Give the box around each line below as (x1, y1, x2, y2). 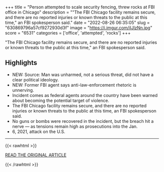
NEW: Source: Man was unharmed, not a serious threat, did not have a (12, 72, 154, 77)
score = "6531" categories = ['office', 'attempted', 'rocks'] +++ (5, 30, 131, 36)
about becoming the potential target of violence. (12, 97, 109, 103)
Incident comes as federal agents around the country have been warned (12, 92, 158, 98)
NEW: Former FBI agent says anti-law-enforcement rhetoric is (12, 82, 137, 88)
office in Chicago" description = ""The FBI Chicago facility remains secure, (5, 9, 156, 15)
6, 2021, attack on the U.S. (12, 129, 65, 134)
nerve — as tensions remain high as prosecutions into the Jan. (12, 123, 138, 129)
